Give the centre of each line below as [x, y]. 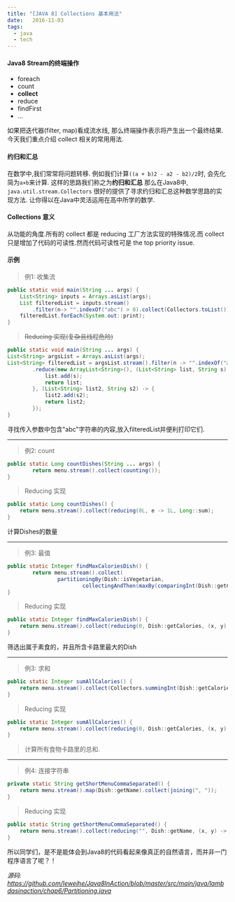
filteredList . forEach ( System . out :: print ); [83, 316]
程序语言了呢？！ [32, 860]
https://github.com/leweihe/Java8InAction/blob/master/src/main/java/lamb [116, 883]
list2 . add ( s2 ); [67, 396]
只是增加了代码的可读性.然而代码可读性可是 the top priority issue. [101, 243]
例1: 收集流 [40, 276]
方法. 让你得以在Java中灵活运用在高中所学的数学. [84, 199]
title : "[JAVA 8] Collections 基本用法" [65, 14]
